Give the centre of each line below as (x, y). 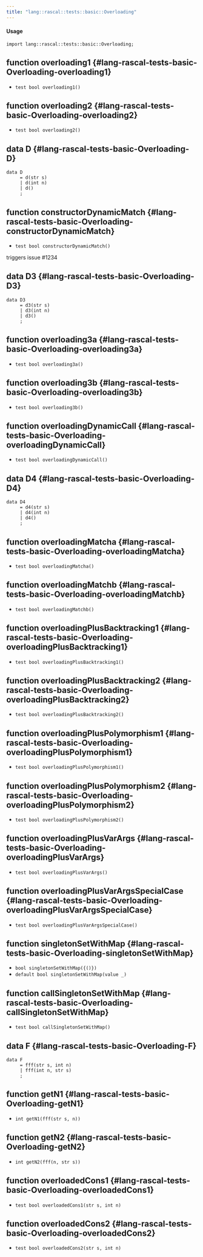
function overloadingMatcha (62, 542)
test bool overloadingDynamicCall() (61, 460)
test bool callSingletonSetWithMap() (63, 1027)
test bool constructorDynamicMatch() (63, 246)
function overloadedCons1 (58, 1181)
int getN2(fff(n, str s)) (48, 1162)
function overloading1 (48, 63)
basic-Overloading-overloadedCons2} (81, 1233)
